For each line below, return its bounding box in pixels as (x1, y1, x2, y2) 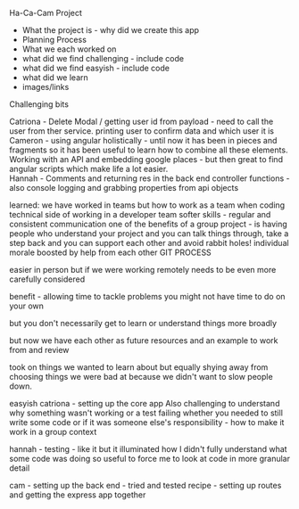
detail (9, 463, 30, 473)
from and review (9, 345, 70, 355)
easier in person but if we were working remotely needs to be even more (9, 265, 277, 275)
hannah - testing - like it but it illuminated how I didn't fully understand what (9, 444, 287, 454)
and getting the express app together (9, 489, 146, 500)
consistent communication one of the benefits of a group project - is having (9, 218, 287, 229)
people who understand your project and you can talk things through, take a (9, 228, 289, 239)
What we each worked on (21, 44, 117, 54)
